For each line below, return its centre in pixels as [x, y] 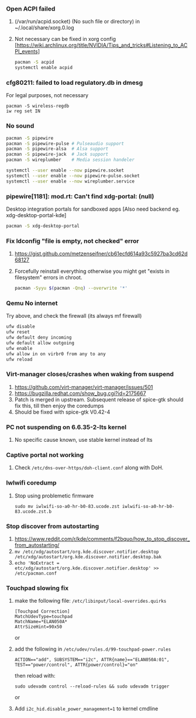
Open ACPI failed [31, 9]
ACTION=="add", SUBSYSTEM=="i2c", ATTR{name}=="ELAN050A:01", [92, 660]
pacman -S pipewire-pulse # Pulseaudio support [65, 143]
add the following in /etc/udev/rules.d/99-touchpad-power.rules [93, 649]
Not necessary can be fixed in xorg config [65, 39]
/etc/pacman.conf [36, 573]
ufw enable [19, 348]
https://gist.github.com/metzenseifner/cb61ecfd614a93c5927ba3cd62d [101, 254]
